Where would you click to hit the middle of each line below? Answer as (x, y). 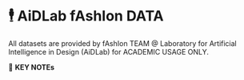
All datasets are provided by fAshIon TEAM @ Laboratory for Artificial (123, 43)
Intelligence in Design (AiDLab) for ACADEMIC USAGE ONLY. (109, 51)
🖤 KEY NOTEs (31, 67)
